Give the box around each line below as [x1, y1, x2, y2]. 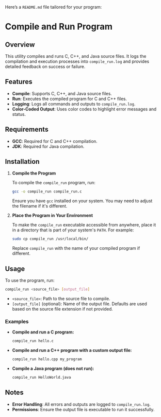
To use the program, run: [5, 278, 55, 283]
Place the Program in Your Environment [12, 212, 93, 218]
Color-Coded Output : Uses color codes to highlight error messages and [12, 106, 157, 112]
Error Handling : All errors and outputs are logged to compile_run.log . [12, 401, 151, 407]
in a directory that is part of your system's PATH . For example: [12, 227, 134, 233]
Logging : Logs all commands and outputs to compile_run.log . [12, 101, 136, 106]
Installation [5, 157, 40, 166]
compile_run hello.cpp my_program [12, 357, 82, 362]
